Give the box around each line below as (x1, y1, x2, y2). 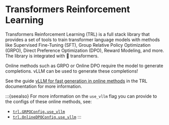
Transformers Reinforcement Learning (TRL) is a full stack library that (5, 31, 150, 37)
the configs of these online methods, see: (5, 98, 92, 105)
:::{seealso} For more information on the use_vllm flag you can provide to (5, 93, 157, 99)
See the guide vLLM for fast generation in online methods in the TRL (5, 78, 148, 84)
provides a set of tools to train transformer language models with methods (5, 37, 160, 43)
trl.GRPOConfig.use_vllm (12, 109, 65, 114)
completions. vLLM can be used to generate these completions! (5, 68, 138, 74)
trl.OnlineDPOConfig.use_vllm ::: (12, 113, 82, 120)
